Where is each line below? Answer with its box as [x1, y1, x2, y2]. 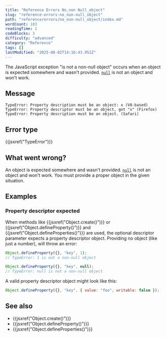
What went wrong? [5, 153, 67, 162]
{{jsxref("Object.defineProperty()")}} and [5, 224, 91, 231]
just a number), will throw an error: [5, 240, 77, 246]
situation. [5, 177, 25, 183]
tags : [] [5, 45, 24, 50]
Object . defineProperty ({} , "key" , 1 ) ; [5, 250, 87, 255]
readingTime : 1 [5, 26, 37, 31]
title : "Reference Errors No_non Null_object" [5, 7, 105, 13]
